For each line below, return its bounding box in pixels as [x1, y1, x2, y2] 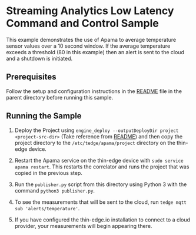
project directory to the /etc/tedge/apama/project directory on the [14, 139, 175, 146]
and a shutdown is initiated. [6, 55, 73, 62]
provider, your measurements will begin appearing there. [14, 222, 152, 229]
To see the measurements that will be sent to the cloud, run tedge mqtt [14, 198, 187, 206]
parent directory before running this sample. [6, 94, 114, 101]
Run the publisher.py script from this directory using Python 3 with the [14, 181, 187, 188]
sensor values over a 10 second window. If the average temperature [6, 42, 171, 49]
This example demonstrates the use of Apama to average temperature [6, 36, 177, 43]
